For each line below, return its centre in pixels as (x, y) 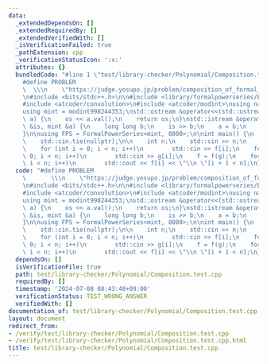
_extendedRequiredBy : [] (56, 30)
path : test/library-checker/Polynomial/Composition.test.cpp (119, 274)
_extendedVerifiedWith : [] (60, 38)
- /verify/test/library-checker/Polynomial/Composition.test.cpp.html (128, 341)
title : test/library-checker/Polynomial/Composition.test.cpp (113, 348)
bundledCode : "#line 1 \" (58, 75)
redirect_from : (33, 326)
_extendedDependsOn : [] (54, 23)
